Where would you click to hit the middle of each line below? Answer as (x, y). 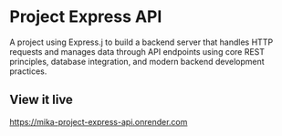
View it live (41, 100)
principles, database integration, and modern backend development (137, 61)
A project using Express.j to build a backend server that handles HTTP (141, 42)
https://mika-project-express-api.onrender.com (99, 121)
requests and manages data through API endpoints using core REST (137, 51)
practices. (28, 71)
